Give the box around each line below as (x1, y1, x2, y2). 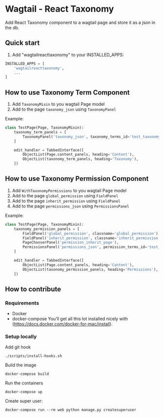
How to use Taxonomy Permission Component (5, 174, 149, 183)
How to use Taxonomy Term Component (5, 88, 130, 96)
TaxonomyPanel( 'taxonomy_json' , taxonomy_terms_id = (22, 134, 130, 139)
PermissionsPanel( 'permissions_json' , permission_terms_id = (22, 245, 147, 249)
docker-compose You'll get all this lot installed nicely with (12, 316, 128, 322)
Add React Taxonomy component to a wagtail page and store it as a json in (5, 19, 156, 25)
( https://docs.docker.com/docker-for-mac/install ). (12, 321, 113, 327)
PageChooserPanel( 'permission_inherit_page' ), (22, 240, 119, 245)
